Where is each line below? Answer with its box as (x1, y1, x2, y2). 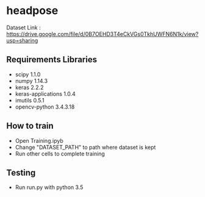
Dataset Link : (6, 24, 41, 31)
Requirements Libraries (6, 54, 98, 65)
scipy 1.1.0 (15, 71, 41, 78)
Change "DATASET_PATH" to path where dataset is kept (15, 143, 156, 151)
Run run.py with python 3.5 (15, 184, 84, 191)
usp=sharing (6, 37, 38, 44)
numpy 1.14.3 (15, 77, 48, 84)
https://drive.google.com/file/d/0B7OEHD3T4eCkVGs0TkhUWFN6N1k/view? (6, 30, 199, 37)
